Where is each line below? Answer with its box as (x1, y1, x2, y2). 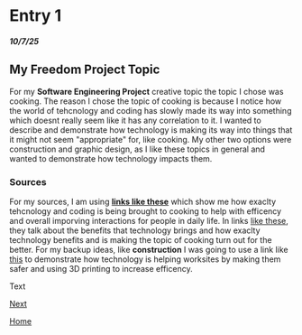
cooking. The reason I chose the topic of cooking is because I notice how (9, 96, 282, 107)
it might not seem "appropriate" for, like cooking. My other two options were (9, 134, 292, 144)
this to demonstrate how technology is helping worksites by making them (9, 254, 281, 265)
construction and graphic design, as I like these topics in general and (9, 144, 266, 154)
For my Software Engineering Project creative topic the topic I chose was (9, 86, 284, 97)
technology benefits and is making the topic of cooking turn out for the (9, 234, 272, 245)
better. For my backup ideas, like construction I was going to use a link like (9, 244, 288, 255)
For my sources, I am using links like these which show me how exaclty (9, 196, 277, 207)
